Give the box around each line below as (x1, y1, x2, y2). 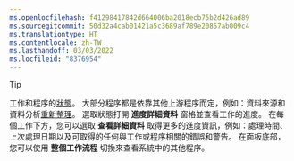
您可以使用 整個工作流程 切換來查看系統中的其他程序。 (9, 142, 210, 153)
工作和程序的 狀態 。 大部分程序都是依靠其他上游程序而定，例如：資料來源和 (9, 97, 286, 108)
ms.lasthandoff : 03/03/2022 (9, 47, 114, 55)
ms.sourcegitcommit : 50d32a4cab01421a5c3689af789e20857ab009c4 (9, 21, 250, 30)
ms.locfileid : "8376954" (9, 55, 102, 64)
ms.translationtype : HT (9, 30, 98, 38)
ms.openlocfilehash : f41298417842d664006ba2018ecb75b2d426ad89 (9, 13, 250, 22)
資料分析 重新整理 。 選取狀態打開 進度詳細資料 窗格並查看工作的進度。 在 (9, 109, 277, 119)
